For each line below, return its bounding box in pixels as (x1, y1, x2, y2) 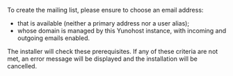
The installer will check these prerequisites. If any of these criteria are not (7, 48, 218, 55)
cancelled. (7, 62, 37, 70)
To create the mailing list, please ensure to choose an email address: (7, 6, 204, 14)
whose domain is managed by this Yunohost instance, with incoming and (17, 27, 227, 35)
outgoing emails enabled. (17, 34, 90, 42)
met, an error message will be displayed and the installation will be (7, 55, 198, 63)
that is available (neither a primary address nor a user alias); (17, 19, 190, 27)
